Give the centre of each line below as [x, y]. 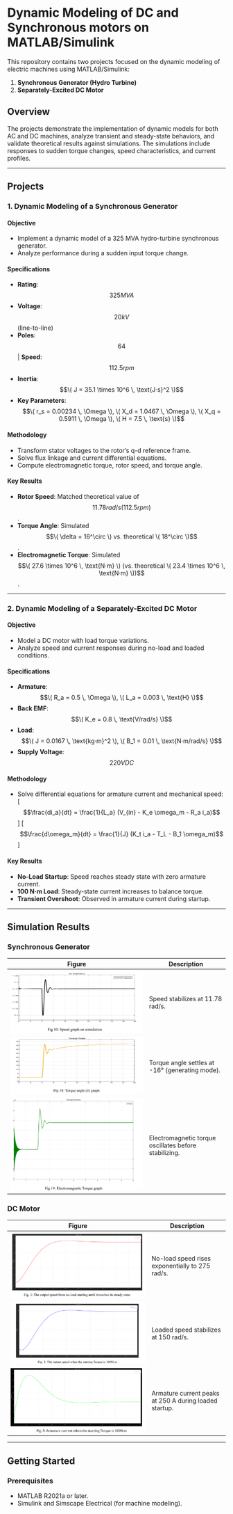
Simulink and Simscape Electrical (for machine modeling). [100, 1504]
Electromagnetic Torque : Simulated [69, 555]
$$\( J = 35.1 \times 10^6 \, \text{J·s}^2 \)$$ [122, 390]
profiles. [19, 158]
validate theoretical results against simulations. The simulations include [109, 143]
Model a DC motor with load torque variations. [83, 640]
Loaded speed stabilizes [186, 1330]
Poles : [26, 335]
